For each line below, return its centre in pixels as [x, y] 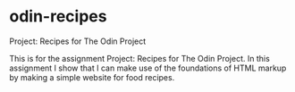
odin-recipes [58, 17]
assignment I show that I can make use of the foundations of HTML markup [148, 68]
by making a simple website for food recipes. [92, 77]
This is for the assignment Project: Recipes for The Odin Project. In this [139, 58]
